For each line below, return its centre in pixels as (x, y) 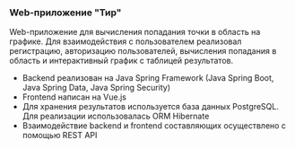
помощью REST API (60, 136)
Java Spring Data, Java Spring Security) (96, 88)
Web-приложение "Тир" (65, 13)
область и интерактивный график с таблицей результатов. (121, 61)
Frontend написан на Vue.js (74, 97)
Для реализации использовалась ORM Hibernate (116, 116)
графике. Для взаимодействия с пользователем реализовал (126, 41)
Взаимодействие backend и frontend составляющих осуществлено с (154, 126)
